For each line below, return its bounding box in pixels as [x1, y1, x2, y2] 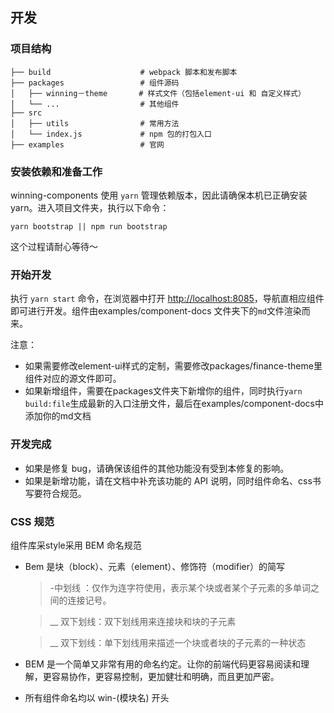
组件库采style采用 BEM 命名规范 [10, 539, 142, 551]
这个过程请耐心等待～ [10, 240, 98, 252]
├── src [10, 108, 43, 118]
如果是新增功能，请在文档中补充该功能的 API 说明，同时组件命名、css [24, 474, 313, 487]
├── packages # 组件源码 [10, 78, 180, 88]
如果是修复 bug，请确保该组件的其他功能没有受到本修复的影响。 [24, 462, 290, 474]
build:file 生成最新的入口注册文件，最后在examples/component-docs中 [24, 398, 324, 410]
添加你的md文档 [24, 410, 92, 422]
